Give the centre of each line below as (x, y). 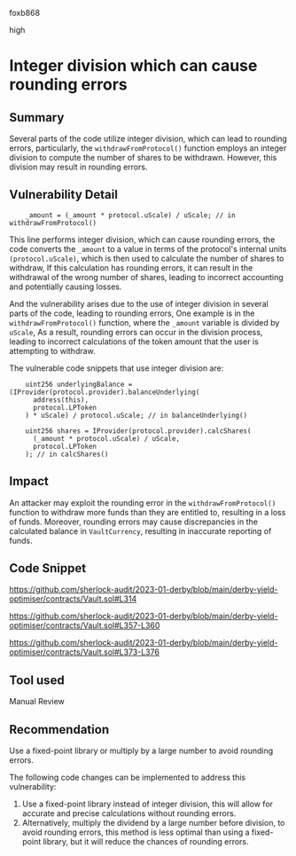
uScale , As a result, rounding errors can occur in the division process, (136, 332)
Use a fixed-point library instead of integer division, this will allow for (147, 804)
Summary (37, 118)
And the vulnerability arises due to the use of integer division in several (139, 303)
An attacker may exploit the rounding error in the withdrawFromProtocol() (143, 503)
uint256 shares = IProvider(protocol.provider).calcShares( (138, 431)
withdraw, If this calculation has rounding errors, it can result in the (131, 267)
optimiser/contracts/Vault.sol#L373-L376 (84, 652)
